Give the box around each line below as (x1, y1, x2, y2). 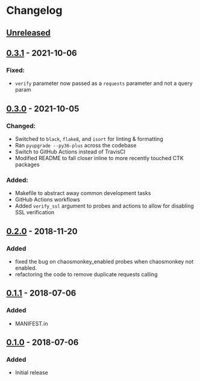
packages (14, 161, 40, 168)
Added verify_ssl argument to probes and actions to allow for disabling (14, 202, 194, 209)
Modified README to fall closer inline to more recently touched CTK (14, 154, 184, 161)
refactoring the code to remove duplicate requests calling (14, 270, 158, 277)
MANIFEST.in (14, 320, 48, 327)
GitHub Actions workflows (14, 196, 80, 203)
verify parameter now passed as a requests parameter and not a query (14, 79, 193, 87)
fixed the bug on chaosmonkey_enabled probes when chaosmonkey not (14, 258, 194, 265)
